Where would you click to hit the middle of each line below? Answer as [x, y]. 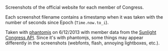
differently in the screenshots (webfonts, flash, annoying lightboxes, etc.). [82, 43]
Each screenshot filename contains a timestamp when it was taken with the [84, 17]
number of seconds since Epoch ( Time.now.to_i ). [57, 22]
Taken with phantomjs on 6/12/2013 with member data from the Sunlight [81, 32]
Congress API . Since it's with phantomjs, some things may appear [74, 38]
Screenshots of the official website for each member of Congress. [75, 7]
